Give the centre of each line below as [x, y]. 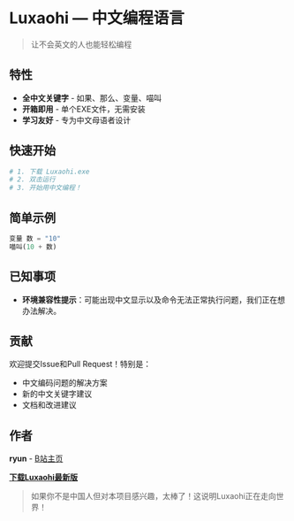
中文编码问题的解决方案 [64, 383]
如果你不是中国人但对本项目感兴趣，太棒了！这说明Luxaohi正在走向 [153, 496]
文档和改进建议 [49, 405]
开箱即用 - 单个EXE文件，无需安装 [83, 109]
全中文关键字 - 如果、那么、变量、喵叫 [92, 97]
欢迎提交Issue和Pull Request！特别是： [80, 364]
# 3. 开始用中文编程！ [45, 188]
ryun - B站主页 [36, 459]
